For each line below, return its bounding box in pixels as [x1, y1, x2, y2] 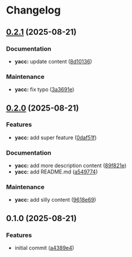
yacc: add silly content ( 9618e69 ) [14, 196, 97, 203]
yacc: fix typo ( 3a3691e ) [14, 86, 75, 93]
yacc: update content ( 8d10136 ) [14, 58, 93, 65]
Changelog [6, 4, 61, 17]
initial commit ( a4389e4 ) [14, 245, 75, 252]
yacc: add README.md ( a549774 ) [14, 168, 98, 175]
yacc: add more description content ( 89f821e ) [14, 162, 127, 169]
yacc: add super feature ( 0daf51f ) [14, 133, 97, 141]
